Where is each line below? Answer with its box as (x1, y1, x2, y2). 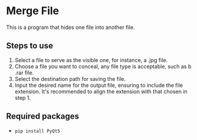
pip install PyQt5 (14, 128, 60, 134)
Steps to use (6, 41, 53, 51)
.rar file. (14, 69, 34, 76)
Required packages (6, 111, 79, 122)
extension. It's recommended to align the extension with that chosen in (14, 87, 188, 95)
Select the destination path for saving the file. (14, 75, 126, 82)
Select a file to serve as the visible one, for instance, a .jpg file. (14, 56, 168, 63)
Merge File (6, 4, 59, 18)
